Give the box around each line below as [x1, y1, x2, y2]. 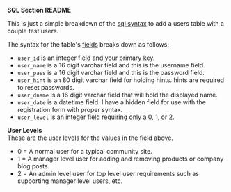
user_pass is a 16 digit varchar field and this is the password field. [17, 69, 205, 77]
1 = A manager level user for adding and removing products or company [17, 154, 224, 163]
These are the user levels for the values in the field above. [7, 134, 174, 142]
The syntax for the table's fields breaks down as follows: [7, 40, 169, 48]
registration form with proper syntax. [17, 106, 123, 113]
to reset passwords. [17, 83, 74, 91]
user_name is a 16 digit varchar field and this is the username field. [17, 61, 205, 69]
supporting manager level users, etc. [17, 177, 123, 185]
